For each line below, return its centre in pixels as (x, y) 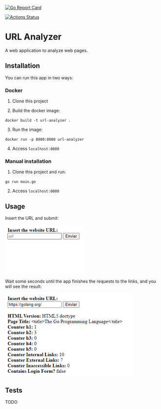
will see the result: (23, 286)
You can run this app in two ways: (39, 77)
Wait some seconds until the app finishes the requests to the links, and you (81, 281)
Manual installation (28, 161)
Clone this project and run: (39, 172)
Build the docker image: (36, 111)
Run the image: (27, 129)
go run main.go (21, 182)
